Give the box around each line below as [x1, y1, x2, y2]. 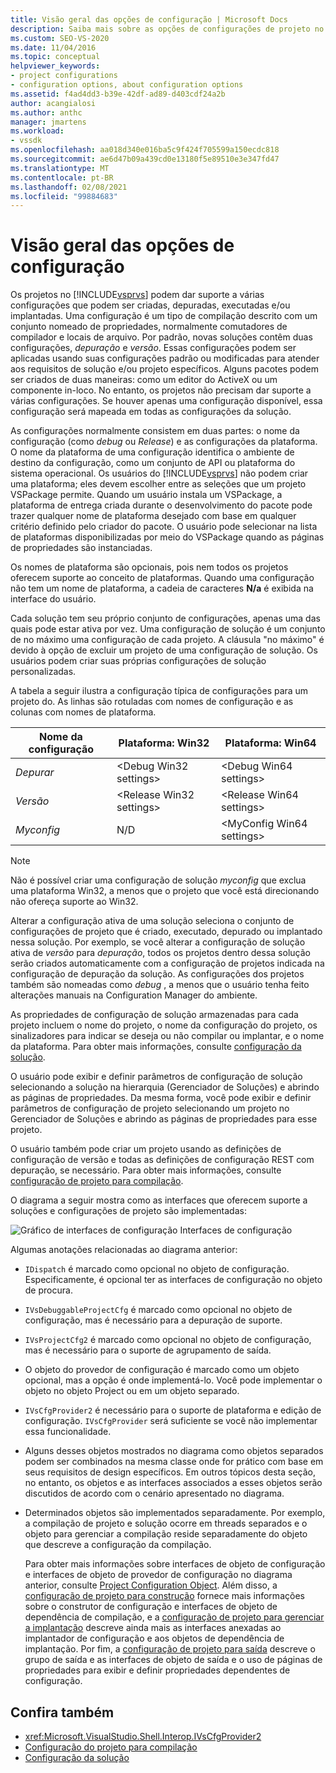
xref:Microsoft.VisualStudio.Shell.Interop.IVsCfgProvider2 [24, 1731, 262, 1742]
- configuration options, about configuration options [10, 80, 244, 90]
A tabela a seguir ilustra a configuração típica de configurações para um [10, 685, 309, 697]
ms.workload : [10, 126, 65, 136]
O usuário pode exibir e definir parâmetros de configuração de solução [10, 1071, 303, 1083]
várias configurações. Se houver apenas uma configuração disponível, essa [10, 395, 323, 407]
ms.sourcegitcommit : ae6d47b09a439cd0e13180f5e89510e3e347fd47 [10, 154, 280, 164]
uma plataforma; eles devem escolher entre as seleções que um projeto [10, 478, 307, 490]
